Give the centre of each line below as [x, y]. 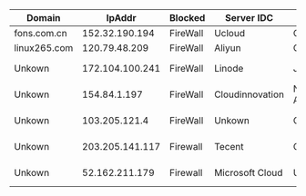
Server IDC [249, 18]
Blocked [187, 18]
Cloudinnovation [249, 94]
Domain [44, 18]
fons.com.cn [41, 33]
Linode [229, 69]
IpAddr [121, 18]
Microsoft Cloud [248, 173]
